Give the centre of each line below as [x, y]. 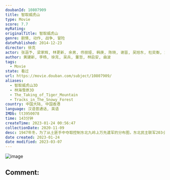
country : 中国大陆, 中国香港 [33, 104]
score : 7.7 [17, 24]
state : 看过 [17, 71]
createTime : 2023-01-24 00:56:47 [40, 123]
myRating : [16, 29]
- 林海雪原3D [22, 90]
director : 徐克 [20, 48]
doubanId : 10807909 [26, 10]
